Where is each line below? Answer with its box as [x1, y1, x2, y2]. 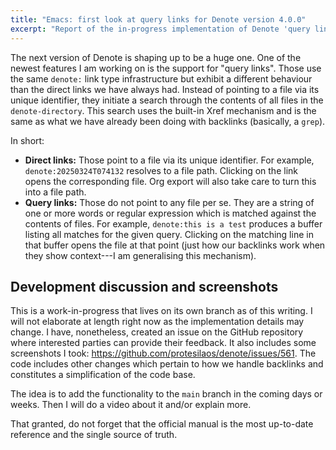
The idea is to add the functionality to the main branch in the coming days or [10, 388, 323, 400]
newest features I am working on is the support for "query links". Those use [10, 62, 322, 74]
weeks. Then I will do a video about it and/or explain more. [10, 399, 252, 411]
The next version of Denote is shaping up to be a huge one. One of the [10, 51, 302, 63]
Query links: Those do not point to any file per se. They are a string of [24, 196, 315, 208]
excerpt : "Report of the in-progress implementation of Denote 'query [10, 24, 311, 34]
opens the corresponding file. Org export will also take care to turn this [24, 175, 317, 187]
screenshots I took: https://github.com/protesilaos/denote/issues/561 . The [10, 347, 317, 360]
